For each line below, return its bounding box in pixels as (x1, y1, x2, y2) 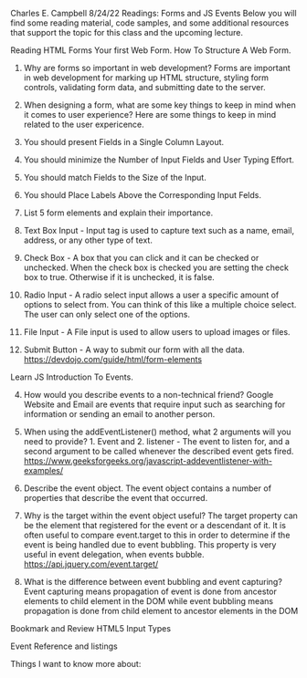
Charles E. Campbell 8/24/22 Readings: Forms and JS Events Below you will (10, 8, 297, 18)
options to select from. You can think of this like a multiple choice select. (23, 299, 297, 309)
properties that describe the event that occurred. (23, 493, 208, 503)
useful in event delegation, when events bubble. (23, 549, 205, 559)
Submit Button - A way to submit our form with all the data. (23, 344, 245, 355)
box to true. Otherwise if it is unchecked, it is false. (23, 272, 216, 282)
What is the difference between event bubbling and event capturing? (23, 577, 282, 587)
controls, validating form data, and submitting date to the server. (23, 82, 266, 92)
